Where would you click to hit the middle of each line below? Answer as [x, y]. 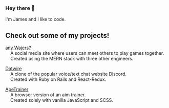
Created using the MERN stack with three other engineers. [72, 59]
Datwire [14, 69]
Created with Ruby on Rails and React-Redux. [58, 79]
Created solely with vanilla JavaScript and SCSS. [62, 100]
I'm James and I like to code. [36, 19]
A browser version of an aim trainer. [48, 95]
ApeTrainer [17, 90]
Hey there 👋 [20, 8]
